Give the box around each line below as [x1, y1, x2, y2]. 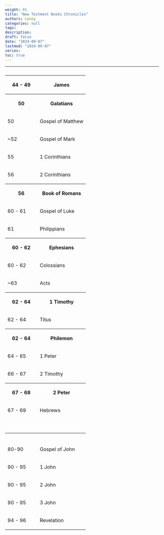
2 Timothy [40, 371, 63, 378]
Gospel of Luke [40, 208, 75, 215]
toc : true [5, 52, 25, 58]
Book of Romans [42, 190, 82, 197]
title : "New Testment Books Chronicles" [5, 12, 89, 17]
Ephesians [49, 244, 74, 251]
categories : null [5, 21, 41, 26]
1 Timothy [49, 299, 74, 306]
